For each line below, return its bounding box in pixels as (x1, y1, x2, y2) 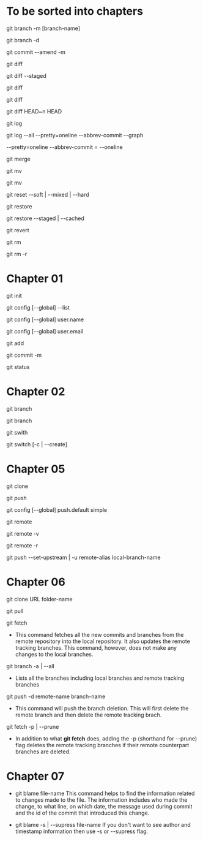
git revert (6, 226, 29, 234)
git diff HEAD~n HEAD (6, 107, 62, 115)
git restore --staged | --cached (6, 215, 84, 222)
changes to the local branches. (15, 650, 94, 658)
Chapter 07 (6, 769, 65, 783)
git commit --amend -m (6, 48, 65, 56)
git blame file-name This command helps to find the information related (15, 790, 195, 797)
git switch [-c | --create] (6, 440, 68, 448)
